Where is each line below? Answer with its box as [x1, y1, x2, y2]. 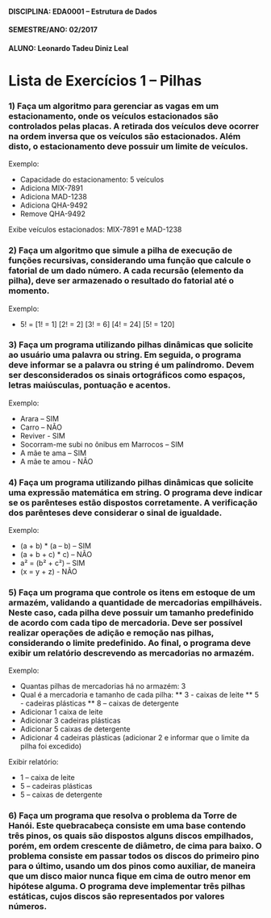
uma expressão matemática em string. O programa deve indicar [8, 487, 263, 498]
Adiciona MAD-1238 [19, 192, 87, 202]
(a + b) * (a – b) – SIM [19, 541, 91, 551]
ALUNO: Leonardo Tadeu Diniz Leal [8, 43, 129, 52]
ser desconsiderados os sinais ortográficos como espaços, [8, 370, 246, 381]
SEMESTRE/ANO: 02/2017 [8, 25, 98, 35]
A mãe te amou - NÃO [19, 456, 94, 466]
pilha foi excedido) [19, 741, 82, 751]
